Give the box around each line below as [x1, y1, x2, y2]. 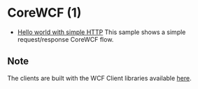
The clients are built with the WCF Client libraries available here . [7, 74, 192, 82]
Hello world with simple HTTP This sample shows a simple [17, 28, 186, 36]
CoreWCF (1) [7, 5, 82, 21]
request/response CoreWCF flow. [17, 35, 114, 43]
